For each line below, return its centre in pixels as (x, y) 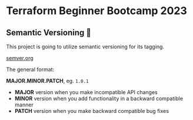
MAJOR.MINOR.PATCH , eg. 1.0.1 (47, 81)
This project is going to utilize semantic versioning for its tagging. (85, 46)
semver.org (20, 58)
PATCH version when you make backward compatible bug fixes (92, 111)
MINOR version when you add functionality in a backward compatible (99, 99)
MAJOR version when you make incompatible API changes (86, 92)
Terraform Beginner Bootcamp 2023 (96, 11)
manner (24, 105)
